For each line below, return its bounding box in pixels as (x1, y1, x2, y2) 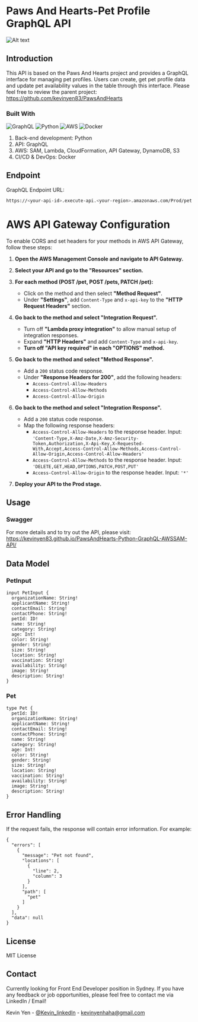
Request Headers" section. (23, 302, 91, 309)
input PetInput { (6, 590, 49, 596)
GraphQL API (6, 17, 71, 30)
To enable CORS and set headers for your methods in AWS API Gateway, (6, 237, 184, 245)
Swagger (6, 515, 33, 523)
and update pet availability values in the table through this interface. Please (6, 82, 190, 89)
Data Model (6, 558, 50, 569)
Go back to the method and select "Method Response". (14, 356, 154, 363)
